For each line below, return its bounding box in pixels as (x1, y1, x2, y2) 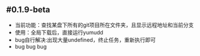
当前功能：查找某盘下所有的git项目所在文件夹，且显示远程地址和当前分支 (14, 21, 194, 29)
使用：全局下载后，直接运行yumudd (14, 29, 103, 36)
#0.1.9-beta (6, 5, 51, 15)
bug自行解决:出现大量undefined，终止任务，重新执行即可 (14, 36, 156, 43)
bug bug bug (14, 43, 47, 50)
